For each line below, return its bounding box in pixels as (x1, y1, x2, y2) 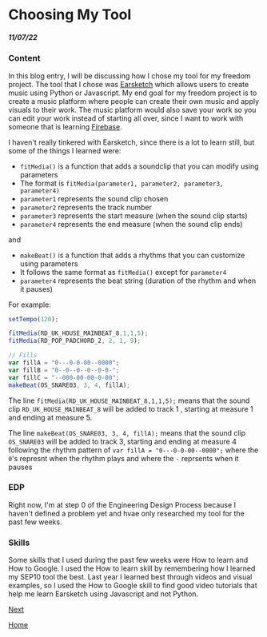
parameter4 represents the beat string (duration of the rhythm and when (19, 276, 257, 285)
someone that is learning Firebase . (8, 121, 122, 131)
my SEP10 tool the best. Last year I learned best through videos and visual (8, 572, 253, 582)
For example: (8, 300, 52, 309)
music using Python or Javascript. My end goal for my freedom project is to (8, 88, 257, 98)
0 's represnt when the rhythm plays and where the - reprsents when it (8, 453, 239, 463)
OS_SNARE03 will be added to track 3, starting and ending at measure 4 (8, 436, 237, 446)
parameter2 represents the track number (19, 202, 153, 212)
